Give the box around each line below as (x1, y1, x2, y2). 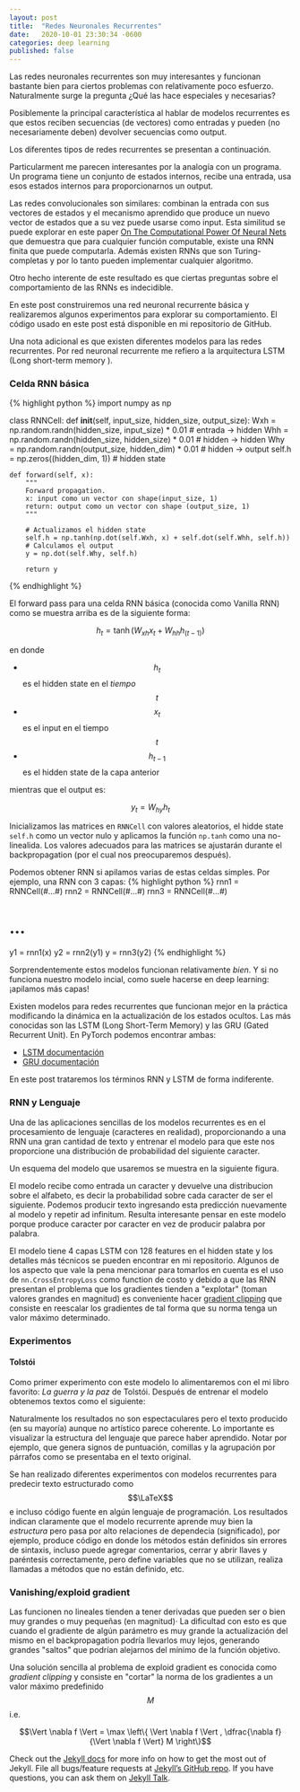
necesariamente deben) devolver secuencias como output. (9, 127, 227, 137)
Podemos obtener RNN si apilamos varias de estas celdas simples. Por (9, 867, 270, 878)
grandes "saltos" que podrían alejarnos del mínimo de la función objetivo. (9, 1645, 280, 1656)
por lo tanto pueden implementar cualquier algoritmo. (56, 255, 253, 266)
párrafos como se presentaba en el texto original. (9, 1451, 192, 1462)
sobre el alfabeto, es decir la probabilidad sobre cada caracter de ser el (9, 1190, 273, 1200)
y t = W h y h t (131, 801, 170, 814)
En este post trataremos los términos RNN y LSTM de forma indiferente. (9, 1074, 275, 1085)
